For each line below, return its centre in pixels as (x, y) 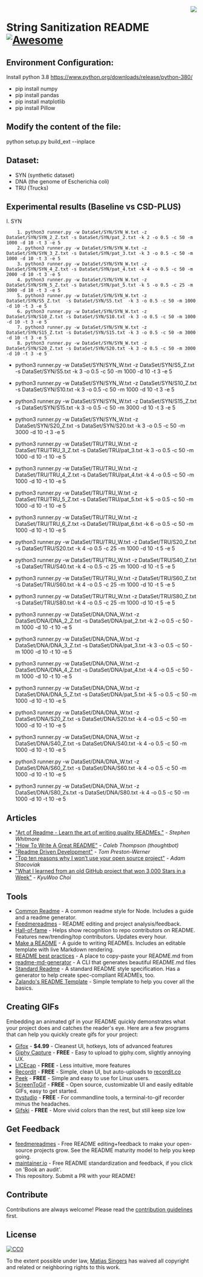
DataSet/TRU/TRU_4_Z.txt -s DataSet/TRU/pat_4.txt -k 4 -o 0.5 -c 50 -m (105, 475)
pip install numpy (36, 89)
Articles (22, 818)
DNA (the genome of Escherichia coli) (62, 181)
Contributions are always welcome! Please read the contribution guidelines (99, 1209)
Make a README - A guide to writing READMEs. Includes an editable (100, 943)
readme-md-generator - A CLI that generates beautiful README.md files (105, 962)
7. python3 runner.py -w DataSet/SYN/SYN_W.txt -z (82, 328)
